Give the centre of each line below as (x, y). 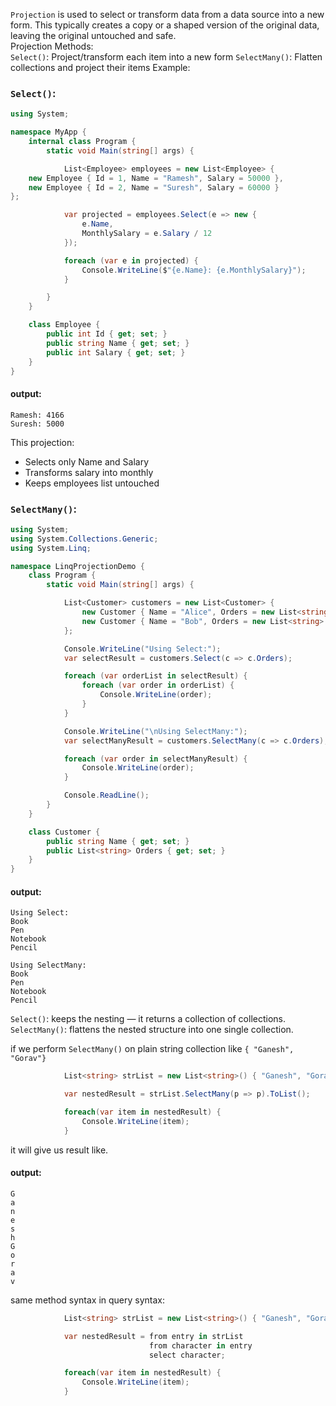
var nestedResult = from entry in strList (153, 1336)
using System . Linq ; (51, 548)
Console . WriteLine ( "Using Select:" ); (142, 649)
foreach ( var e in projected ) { (131, 260)
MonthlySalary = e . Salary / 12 (147, 234)
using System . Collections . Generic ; (84, 539)
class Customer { (64, 832)
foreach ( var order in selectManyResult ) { (155, 759)
